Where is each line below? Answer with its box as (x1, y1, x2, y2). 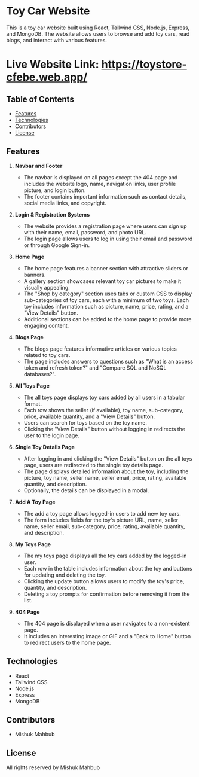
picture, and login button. (23, 187, 86, 194)
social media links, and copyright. (23, 199, 106, 206)
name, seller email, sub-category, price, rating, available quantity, (23, 522, 185, 530)
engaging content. (23, 322, 69, 329)
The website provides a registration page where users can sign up (23, 223, 187, 230)
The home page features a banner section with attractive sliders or (23, 264, 188, 272)
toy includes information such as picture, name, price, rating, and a (23, 303, 189, 310)
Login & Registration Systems (14, 211, 90, 218)
